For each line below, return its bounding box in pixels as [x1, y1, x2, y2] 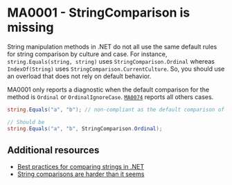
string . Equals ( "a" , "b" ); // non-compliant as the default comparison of [7, 106, 225, 113]
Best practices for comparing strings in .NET [17, 163, 144, 171]
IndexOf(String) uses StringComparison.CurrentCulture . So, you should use [7, 64, 225, 73]
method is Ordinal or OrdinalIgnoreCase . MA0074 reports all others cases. [7, 92, 214, 101]
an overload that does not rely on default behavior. [7, 71, 152, 80]
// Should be [7, 118, 45, 125]
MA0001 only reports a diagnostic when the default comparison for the [7, 85, 210, 94]
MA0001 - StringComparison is [7, 5, 190, 21]
